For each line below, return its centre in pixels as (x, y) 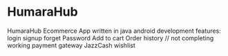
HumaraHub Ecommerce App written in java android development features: (114, 31)
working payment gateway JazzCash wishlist (72, 45)
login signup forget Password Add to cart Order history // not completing (111, 38)
